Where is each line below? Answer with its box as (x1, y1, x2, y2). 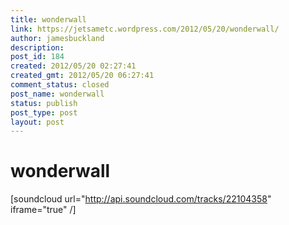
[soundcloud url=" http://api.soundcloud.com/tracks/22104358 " (10, 193, 272, 205)
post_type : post (10, 107, 78, 118)
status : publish (10, 98, 78, 108)
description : (10, 42, 65, 53)
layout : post (10, 117, 65, 127)
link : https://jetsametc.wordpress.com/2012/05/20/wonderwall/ (10, 24, 280, 34)
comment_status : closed (10, 80, 110, 90)
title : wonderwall (10, 14, 87, 25)
